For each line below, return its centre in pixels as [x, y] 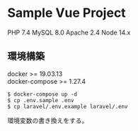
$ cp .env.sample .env [41, 100]
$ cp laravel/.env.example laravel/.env [68, 106]
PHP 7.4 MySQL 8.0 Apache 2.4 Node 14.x [69, 32]
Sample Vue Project [67, 13]
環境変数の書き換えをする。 [48, 120]
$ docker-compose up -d [42, 94]
